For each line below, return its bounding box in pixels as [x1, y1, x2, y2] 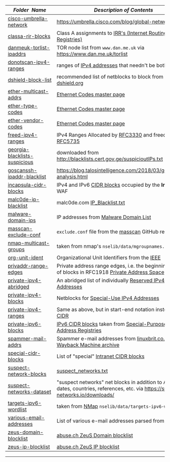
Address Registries [56, 327, 102, 333]
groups [8, 246, 25, 253]
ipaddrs [8, 51, 26, 57]
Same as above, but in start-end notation [56, 306, 155, 313]
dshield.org [56, 79, 83, 87]
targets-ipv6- [8, 400, 42, 406]
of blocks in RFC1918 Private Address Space [56, 269, 164, 275]
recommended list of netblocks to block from [56, 73, 163, 80]
